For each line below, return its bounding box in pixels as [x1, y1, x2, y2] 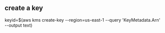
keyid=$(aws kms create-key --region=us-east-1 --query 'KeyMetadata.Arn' [4, 17, 161, 23]
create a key [4, 4, 43, 12]
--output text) [4, 22, 33, 28]
